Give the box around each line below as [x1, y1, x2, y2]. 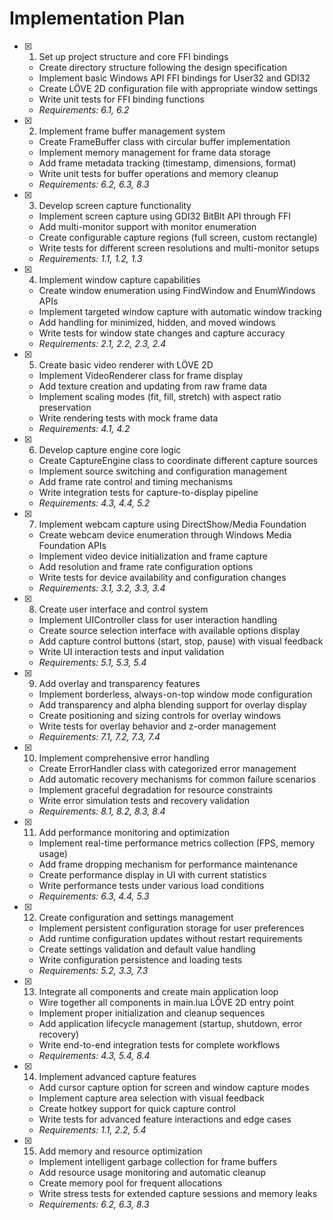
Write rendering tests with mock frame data [38, 412, 219, 424]
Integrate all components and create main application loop [38, 985, 279, 997]
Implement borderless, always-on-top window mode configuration [38, 688, 313, 700]
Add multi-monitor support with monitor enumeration [38, 220, 257, 232]
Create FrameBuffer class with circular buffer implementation [38, 135, 291, 147]
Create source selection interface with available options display [38, 624, 301, 636]
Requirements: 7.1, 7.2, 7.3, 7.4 [38, 730, 161, 742]
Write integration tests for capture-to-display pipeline [38, 486, 259, 498]
